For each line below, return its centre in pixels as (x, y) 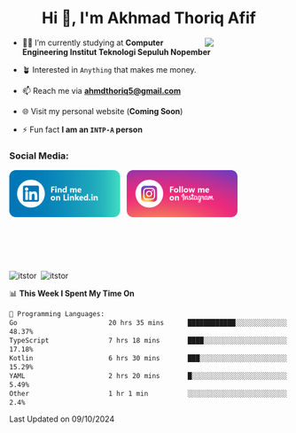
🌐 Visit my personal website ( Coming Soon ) (102, 111)
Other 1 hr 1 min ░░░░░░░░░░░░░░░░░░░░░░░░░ (148, 394)
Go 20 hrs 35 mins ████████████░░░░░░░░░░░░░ (148, 323)
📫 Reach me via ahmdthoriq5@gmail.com (101, 90)
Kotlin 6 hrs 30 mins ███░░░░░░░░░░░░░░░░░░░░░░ (148, 359)
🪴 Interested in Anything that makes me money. (109, 69)
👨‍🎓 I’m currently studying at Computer (93, 43)
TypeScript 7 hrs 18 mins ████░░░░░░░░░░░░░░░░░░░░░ (148, 341)
